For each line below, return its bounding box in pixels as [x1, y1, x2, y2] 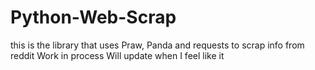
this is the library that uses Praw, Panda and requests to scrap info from [10, 39, 305, 51]
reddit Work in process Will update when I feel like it [10, 49, 225, 61]
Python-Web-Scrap [10, 6, 177, 29]
